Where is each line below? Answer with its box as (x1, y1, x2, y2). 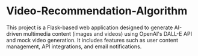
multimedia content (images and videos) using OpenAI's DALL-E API (23, 30, 193, 37)
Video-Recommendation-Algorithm (6, 4, 188, 18)
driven (6, 30, 22, 37)
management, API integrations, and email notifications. (6, 43, 142, 50)
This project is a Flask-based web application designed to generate (6, 24, 173, 31)
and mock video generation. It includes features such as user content (6, 36, 179, 43)
